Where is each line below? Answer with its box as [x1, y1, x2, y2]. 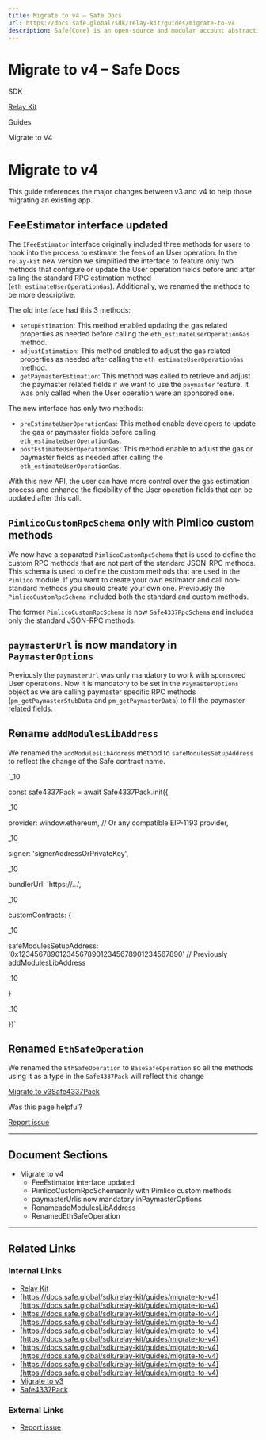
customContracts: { [8, 910, 72, 920]
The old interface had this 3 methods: [8, 305, 131, 315]
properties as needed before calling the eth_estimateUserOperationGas [19, 329, 250, 339]
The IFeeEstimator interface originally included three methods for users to [8, 240, 251, 249]
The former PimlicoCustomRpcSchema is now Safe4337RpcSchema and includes [8, 607, 254, 616]
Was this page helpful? [8, 1102, 83, 1112]
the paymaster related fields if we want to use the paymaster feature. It [19, 380, 249, 390]
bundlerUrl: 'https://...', [8, 879, 82, 889]
